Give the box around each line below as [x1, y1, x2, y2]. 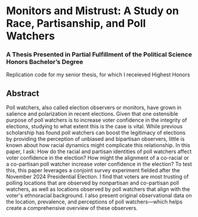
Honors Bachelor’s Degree [6, 58, 84, 66]
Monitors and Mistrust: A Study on [6, 4, 179, 18]
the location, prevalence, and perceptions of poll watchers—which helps [6, 198, 183, 205]
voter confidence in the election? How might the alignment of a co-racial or [6, 154, 189, 161]
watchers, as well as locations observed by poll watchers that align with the [6, 186, 190, 193]
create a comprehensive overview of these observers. [6, 205, 138, 212]
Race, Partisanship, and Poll [6, 17, 146, 30]
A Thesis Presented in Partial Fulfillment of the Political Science [6, 50, 192, 59]
